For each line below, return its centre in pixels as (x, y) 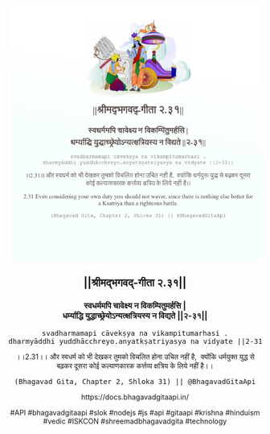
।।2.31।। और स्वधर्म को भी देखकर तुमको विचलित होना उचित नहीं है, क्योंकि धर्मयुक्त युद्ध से (135, 357)
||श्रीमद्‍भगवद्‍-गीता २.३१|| (135, 283)
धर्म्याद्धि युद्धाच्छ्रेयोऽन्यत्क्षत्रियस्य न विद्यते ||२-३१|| (135, 316)
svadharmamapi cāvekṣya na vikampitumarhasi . (135, 333)
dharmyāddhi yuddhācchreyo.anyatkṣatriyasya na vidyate (121, 341)
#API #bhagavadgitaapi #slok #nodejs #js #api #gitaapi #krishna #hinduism (135, 412)
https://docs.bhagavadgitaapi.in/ (135, 397)
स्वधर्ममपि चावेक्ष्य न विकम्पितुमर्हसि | (135, 306)
